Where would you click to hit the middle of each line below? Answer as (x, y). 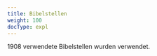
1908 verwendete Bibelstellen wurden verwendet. (79, 47)
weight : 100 (25, 20)
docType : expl (28, 27)
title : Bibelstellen (37, 14)
